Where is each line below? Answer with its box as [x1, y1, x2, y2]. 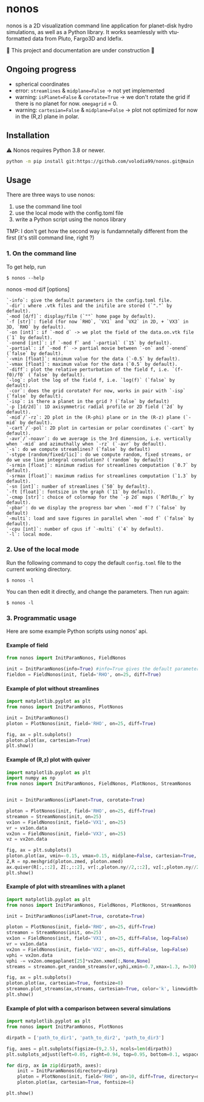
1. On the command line [6, 249, 77, 258]
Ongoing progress [6, 64, 76, 75]
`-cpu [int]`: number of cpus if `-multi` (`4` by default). [6, 526, 165, 532]
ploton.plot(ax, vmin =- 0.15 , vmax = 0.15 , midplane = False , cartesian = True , [6, 853, 197, 859]
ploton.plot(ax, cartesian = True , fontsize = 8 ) [6, 980, 123, 987]
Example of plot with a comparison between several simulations [6, 1005, 171, 1012]
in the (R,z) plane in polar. [15, 112, 80, 120]
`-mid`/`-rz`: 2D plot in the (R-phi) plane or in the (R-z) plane [6, 414, 181, 421]
